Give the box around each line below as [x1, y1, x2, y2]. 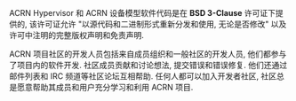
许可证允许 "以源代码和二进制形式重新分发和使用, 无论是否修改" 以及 [36, 19, 287, 29]
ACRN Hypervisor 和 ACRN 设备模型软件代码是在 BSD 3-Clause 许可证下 [9, 8, 276, 18]
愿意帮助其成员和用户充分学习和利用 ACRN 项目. [16, 82, 194, 92]
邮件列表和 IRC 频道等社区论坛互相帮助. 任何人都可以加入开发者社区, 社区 [9, 71, 277, 82]
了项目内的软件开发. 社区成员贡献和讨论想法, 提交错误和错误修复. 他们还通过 [9, 60, 287, 70]
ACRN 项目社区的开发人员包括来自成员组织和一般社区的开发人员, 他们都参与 [9, 49, 287, 59]
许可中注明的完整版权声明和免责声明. [9, 30, 145, 40]
